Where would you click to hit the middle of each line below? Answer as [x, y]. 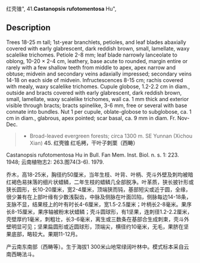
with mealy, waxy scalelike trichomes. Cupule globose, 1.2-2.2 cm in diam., [98, 86]
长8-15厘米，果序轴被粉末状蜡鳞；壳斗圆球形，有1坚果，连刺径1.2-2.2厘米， [99, 212]
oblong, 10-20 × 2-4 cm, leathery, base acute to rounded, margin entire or [97, 61]
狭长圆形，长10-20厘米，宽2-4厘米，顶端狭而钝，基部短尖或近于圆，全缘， [99, 189]
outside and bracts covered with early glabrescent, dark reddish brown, [94, 93]
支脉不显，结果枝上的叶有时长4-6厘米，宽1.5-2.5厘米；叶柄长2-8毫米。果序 [99, 204]
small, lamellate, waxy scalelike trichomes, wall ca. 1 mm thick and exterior [98, 99]
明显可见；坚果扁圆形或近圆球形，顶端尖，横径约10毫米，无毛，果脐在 [97, 226]
